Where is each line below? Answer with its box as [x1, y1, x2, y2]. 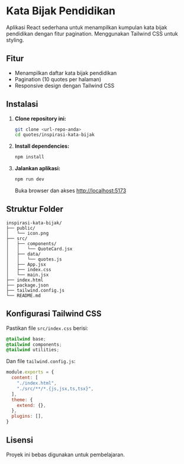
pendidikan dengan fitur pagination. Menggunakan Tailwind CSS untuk [6, 30, 179, 37]
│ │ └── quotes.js [6, 256, 62, 262]
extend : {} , [17, 402, 46, 408]
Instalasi [6, 99, 38, 109]
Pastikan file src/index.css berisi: [6, 325, 89, 332]
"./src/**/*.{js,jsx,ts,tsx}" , [17, 386, 94, 392]
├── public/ [6, 225, 35, 231]
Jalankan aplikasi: [14, 165, 61, 172]
